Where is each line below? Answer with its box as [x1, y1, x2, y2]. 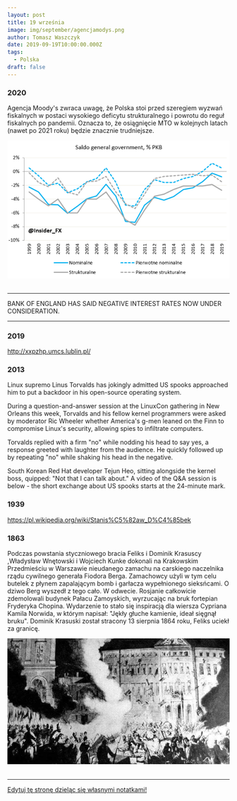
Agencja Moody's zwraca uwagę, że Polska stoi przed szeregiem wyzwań [7, 104, 223, 112]
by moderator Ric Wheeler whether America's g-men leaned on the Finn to [7, 417, 224, 425]
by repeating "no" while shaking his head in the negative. [7, 453, 174, 462]
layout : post [7, 11, 46, 18]
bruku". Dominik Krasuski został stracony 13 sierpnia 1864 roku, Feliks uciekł [7, 617, 229, 625]
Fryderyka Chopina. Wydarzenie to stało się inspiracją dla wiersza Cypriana [7, 601, 227, 610]
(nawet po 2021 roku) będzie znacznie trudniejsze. [7, 126, 154, 135]
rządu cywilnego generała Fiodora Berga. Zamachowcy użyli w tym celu [7, 571, 217, 580]
